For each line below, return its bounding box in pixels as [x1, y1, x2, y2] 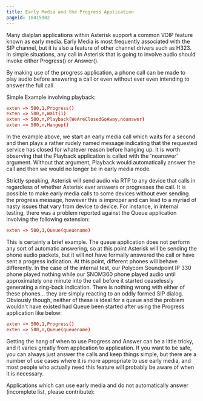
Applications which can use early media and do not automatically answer [6, 382, 189, 389]
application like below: [6, 309, 62, 316]
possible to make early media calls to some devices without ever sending [6, 190, 189, 197]
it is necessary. [6, 369, 44, 377]
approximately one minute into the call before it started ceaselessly [6, 277, 174, 284]
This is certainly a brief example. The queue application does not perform [6, 238, 190, 246]
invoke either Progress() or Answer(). [6, 57, 99, 64]
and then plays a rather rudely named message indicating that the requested [6, 140, 198, 146]
